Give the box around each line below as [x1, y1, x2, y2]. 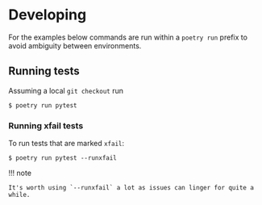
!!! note [8, 168, 32, 178]
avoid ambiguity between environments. [8, 40, 142, 50]
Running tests [8, 65, 81, 78]
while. [8, 191, 31, 199]
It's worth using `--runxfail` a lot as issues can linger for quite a [8, 184, 254, 192]
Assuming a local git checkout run [8, 86, 123, 95]
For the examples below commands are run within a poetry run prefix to [8, 32, 248, 42]
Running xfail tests [8, 119, 84, 131]
